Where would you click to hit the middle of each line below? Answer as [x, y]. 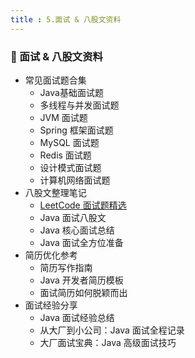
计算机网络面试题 [75, 180]
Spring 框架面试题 [76, 130]
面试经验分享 [51, 305]
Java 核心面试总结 [77, 230]
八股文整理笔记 [55, 192]
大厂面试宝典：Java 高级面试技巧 [108, 342]
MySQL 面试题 [69, 142]
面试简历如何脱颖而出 [83, 292]
